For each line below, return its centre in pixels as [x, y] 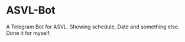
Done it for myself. [29, 33]
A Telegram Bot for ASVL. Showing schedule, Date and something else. [93, 27]
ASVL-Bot [31, 10]
